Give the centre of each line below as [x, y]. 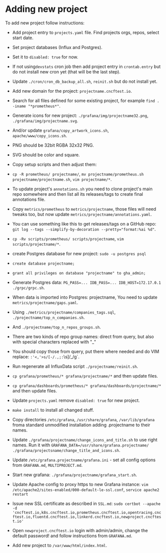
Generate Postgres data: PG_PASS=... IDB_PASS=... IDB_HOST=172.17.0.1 [86, 282]
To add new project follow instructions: [45, 23]
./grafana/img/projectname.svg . [45, 120]
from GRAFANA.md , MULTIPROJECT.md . [47, 465]
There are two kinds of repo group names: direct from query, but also [83, 336]
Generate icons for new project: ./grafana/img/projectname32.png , [80, 115]
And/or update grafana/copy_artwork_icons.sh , [60, 130]
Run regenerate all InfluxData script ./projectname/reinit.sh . [75, 366]
